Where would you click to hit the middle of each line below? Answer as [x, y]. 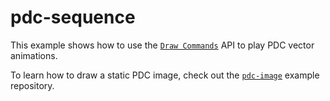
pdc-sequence [73, 17]
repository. [32, 85]
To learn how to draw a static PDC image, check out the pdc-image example [165, 75]
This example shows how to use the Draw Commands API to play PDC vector [162, 45]
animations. [34, 55]
